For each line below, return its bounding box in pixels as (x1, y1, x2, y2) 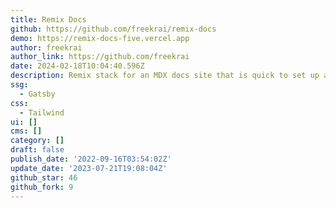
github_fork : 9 (10, 182, 74, 192)
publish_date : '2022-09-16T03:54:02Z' (10, 154, 172, 164)
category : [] (10, 136, 65, 146)
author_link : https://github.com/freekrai (10, 52, 190, 62)
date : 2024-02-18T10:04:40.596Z (10, 61, 145, 71)
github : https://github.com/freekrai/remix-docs (10, 24, 217, 34)
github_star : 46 (10, 172, 78, 183)
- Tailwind (19, 107, 65, 118)
